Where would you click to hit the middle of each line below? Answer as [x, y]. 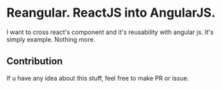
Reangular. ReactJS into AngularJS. [111, 13]
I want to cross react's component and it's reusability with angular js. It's [110, 32]
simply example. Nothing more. [51, 39]
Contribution [35, 62]
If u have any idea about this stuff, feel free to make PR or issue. [98, 78]
